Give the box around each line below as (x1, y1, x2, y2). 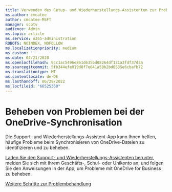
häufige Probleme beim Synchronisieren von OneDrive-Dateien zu (5, 139, 145, 145)
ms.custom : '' (5, 50, 36, 55)
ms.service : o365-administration (5, 36, 77, 41)
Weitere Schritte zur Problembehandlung (5, 180, 91, 187)
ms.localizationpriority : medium (5, 46, 77, 51)
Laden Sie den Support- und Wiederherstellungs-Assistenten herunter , (5, 154, 155, 160)
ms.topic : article (5, 31, 45, 36)
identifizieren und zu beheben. (5, 144, 70, 151)
